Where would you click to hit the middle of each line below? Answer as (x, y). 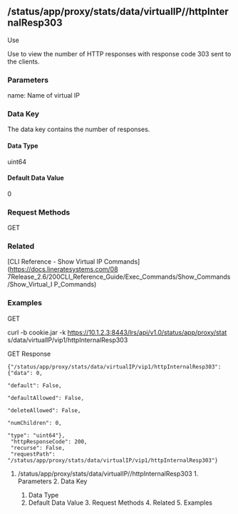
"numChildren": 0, (35, 423)
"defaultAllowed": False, (46, 398)
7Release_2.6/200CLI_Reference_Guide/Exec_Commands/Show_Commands (119, 277)
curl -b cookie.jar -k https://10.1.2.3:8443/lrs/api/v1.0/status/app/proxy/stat (117, 332)
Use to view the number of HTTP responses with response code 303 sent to (119, 53)
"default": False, (35, 385)
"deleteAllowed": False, (44, 410)
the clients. (24, 61)
